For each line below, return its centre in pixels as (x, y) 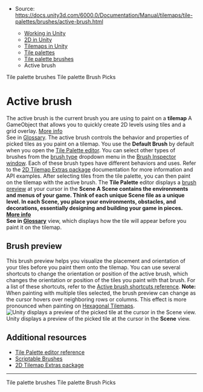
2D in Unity (38, 40)
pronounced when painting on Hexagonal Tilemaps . (70, 306)
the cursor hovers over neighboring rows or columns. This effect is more (96, 299)
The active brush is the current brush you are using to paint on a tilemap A (99, 118)
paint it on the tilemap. (34, 227)
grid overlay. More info (34, 131)
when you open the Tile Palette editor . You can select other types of (91, 150)
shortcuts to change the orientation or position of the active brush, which (97, 274)
